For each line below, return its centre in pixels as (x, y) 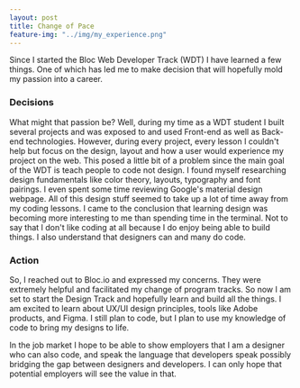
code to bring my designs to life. (69, 327)
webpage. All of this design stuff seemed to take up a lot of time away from (149, 198)
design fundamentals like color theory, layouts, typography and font (135, 179)
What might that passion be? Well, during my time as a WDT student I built (147, 122)
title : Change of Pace (52, 26)
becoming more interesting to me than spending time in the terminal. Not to (149, 218)
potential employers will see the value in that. (93, 374)
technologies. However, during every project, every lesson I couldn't (152, 141)
